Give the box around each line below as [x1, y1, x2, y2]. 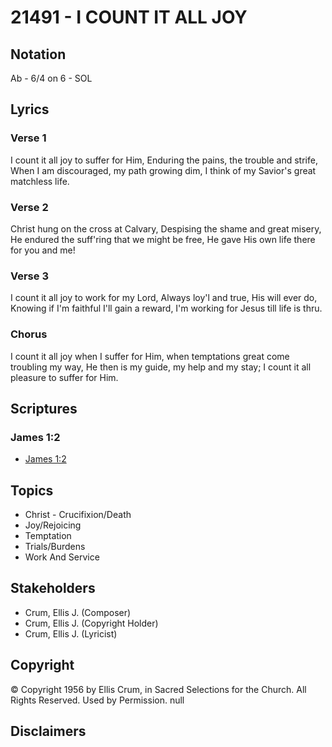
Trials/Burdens [24, 541, 86, 553]
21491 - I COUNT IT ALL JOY [10, 6, 248, 29]
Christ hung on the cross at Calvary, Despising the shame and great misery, [10, 222, 322, 235]
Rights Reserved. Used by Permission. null [10, 694, 185, 706]
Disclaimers [10, 723, 87, 740]
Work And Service [24, 551, 100, 563]
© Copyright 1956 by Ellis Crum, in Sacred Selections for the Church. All [10, 683, 307, 695]
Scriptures [10, 400, 78, 417]
